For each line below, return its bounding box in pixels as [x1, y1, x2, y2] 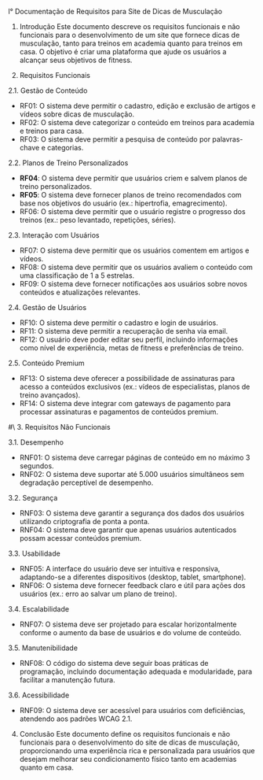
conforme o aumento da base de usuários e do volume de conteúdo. [19, 628, 242, 637]
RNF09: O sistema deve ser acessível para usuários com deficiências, [19, 706, 246, 715]
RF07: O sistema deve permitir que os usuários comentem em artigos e [19, 246, 250, 255]
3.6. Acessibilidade [8, 690, 70, 700]
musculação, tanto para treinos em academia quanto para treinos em [19, 39, 243, 48]
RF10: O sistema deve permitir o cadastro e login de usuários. [19, 318, 218, 327]
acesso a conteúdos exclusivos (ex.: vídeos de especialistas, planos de [19, 382, 250, 391]
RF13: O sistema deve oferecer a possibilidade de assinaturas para [19, 374, 236, 383]
